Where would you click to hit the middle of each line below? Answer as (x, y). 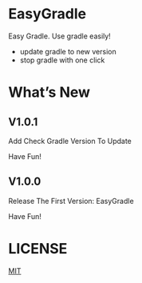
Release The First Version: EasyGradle (71, 201)
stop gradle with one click (62, 60)
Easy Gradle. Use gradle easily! (60, 36)
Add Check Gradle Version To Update (70, 141)
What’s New (49, 92)
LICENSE (38, 248)
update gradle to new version (68, 51)
